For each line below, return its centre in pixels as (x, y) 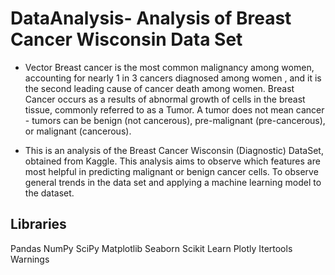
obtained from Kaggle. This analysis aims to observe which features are (172, 161)
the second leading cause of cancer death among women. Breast (159, 88)
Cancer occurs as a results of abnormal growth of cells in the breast (165, 99)
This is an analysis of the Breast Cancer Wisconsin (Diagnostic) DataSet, (174, 150)
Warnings (30, 259)
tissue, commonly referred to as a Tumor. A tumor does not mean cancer (174, 109)
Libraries (38, 224)
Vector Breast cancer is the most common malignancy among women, (169, 67)
